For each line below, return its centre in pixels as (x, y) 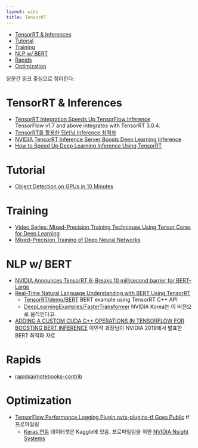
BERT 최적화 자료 (35, 336)
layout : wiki (22, 12)
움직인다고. (43, 314)
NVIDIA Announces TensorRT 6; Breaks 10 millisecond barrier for (95, 281)
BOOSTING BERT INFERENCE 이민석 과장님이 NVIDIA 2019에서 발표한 (98, 328)
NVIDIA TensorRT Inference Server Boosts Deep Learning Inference (98, 139)
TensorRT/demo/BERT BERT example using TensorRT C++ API (100, 300)
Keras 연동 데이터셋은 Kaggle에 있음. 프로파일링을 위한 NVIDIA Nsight (106, 432)
